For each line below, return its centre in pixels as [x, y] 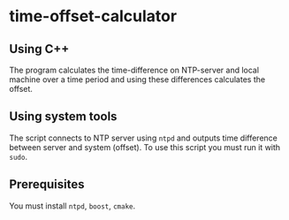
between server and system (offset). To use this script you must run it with [145, 147]
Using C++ [39, 49]
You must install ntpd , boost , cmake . [72, 206]
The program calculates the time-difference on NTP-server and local [134, 70]
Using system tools [63, 117]
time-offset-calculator [93, 16]
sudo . [19, 156]
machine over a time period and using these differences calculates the [137, 80]
